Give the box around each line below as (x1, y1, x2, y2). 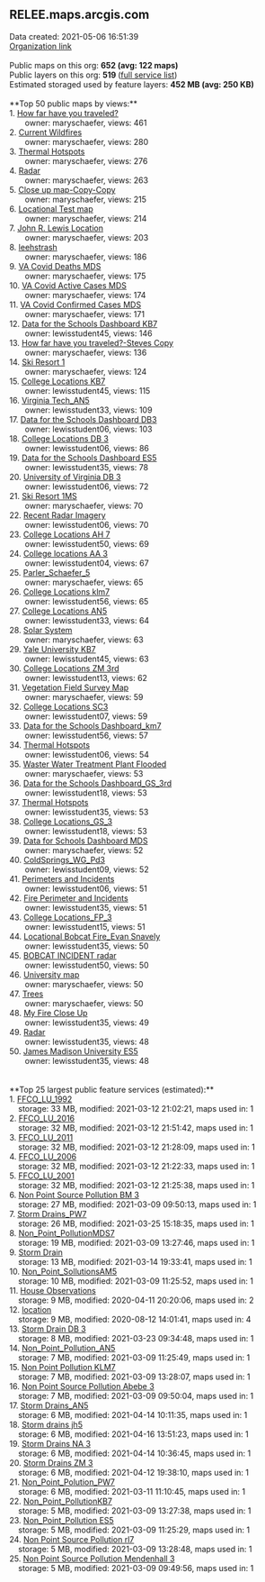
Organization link (9, 41, 72, 51)
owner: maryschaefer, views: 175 (24, 270, 146, 281)
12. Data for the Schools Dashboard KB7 (9, 318, 158, 329)
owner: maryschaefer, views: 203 (24, 232, 149, 242)
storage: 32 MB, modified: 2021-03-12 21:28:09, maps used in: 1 (17, 1141, 256, 1152)
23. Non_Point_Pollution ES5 (9, 1514, 114, 1525)
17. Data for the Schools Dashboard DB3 (9, 414, 157, 424)
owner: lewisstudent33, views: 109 (24, 405, 153, 415)
